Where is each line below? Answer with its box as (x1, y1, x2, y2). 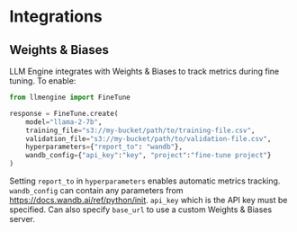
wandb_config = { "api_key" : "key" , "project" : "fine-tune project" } (25, 151, 272, 160)
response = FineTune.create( (9, 109, 119, 118)
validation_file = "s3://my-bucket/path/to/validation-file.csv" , (25, 134, 272, 143)
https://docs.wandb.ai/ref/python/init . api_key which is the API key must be (9, 195, 288, 205)
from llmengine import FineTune (9, 93, 130, 102)
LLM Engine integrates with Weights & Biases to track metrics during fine (9, 66, 280, 76)
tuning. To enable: (9, 76, 76, 86)
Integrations (9, 6, 103, 27)
